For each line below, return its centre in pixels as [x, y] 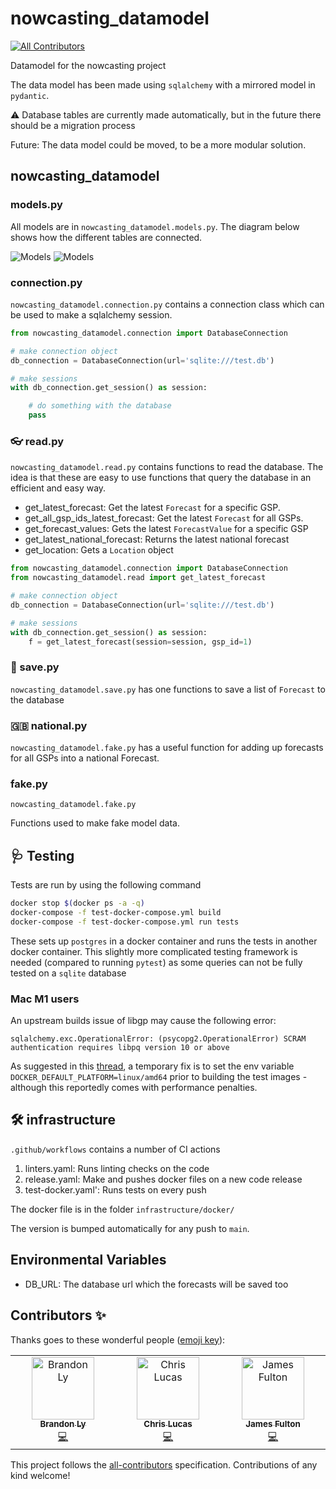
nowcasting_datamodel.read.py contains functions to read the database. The [167, 467]
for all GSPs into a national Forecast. [85, 758]
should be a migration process [73, 125]
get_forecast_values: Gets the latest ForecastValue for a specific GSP [166, 529]
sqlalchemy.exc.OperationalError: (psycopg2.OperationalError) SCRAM [158, 1039]
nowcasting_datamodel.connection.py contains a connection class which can [167, 304]
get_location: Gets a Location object [99, 550]
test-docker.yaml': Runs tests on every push [115, 1189]
